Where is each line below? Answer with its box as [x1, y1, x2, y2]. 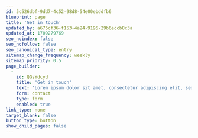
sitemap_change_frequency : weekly [5, 52, 91, 58]
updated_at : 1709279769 [5, 31, 64, 36]
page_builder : [5, 63, 41, 69]
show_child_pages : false [5, 123, 67, 129]
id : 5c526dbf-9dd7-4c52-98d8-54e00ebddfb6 [5, 8, 112, 15]
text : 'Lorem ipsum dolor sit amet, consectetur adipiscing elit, [16, 85, 183, 91]
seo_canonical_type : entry [5, 47, 72, 53]
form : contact [16, 90, 51, 96]
